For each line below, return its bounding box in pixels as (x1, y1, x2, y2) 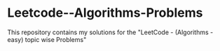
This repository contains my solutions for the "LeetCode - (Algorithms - (7, 28, 214, 36)
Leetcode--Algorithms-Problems (7, 5, 203, 21)
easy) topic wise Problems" (7, 35, 87, 43)
